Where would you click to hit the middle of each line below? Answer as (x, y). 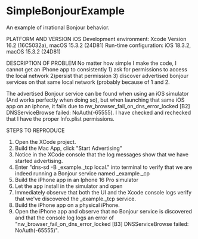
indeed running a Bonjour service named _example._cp (82, 173)
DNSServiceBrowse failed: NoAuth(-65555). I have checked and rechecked (99, 112)
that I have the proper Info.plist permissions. (61, 119)
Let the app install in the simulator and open (69, 186)
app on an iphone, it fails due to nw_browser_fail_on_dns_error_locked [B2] (98, 106)
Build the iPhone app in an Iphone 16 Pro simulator (77, 180)
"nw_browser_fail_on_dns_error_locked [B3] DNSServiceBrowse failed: (102, 224)
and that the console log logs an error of (64, 218)
